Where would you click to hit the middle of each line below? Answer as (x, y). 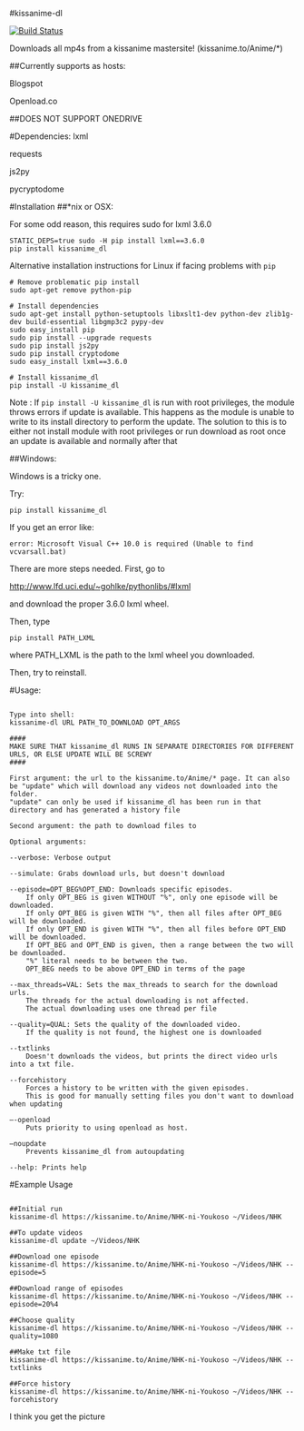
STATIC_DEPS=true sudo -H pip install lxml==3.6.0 (107, 241)
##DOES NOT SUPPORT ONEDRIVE (76, 118)
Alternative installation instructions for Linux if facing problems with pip (143, 266)
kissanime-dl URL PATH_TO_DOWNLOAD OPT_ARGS (95, 723)
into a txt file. (42, 1064)
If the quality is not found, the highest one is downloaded (143, 1032)
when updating (36, 1104)
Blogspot (26, 84)
